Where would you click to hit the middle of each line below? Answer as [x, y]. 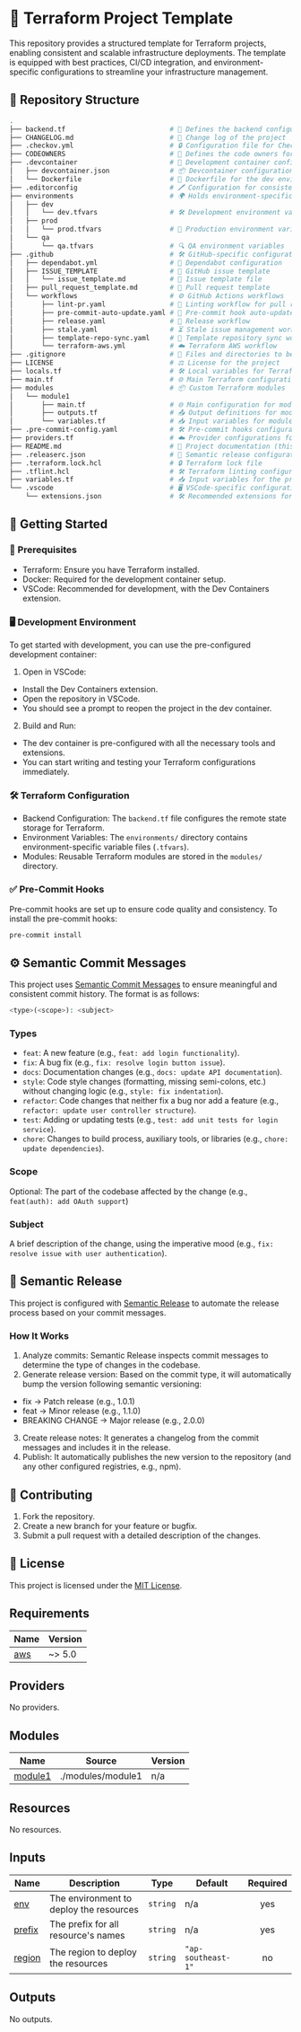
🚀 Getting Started [59, 524]
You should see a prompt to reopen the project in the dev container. [147, 708]
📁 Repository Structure [74, 100]
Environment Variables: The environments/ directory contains [135, 838]
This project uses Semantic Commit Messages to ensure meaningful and [143, 985]
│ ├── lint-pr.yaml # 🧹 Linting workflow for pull [148, 304]
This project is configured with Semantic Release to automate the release [144, 1303]
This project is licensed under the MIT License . [96, 1585]
